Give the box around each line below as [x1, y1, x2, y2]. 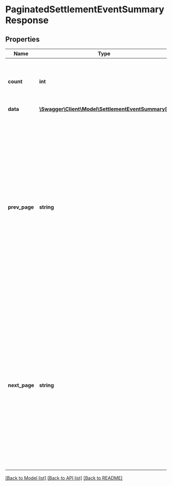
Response [5, 14, 49, 26]
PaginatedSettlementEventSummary [5, 4, 165, 15]
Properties [5, 35, 40, 44]
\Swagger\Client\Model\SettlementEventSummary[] [39, 106, 169, 112]
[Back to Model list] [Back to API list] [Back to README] [5, 475, 123, 481]
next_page [8, 382, 34, 389]
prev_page [8, 204, 34, 211]
